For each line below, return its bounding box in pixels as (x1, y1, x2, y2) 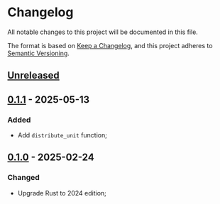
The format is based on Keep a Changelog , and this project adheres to (7, 41, 213, 50)
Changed (7, 173, 40, 183)
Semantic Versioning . (7, 49, 70, 57)
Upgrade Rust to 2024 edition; (17, 188, 106, 197)
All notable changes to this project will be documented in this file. (7, 28, 199, 36)
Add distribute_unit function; (17, 131, 108, 140)
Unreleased (7, 69, 60, 81)
